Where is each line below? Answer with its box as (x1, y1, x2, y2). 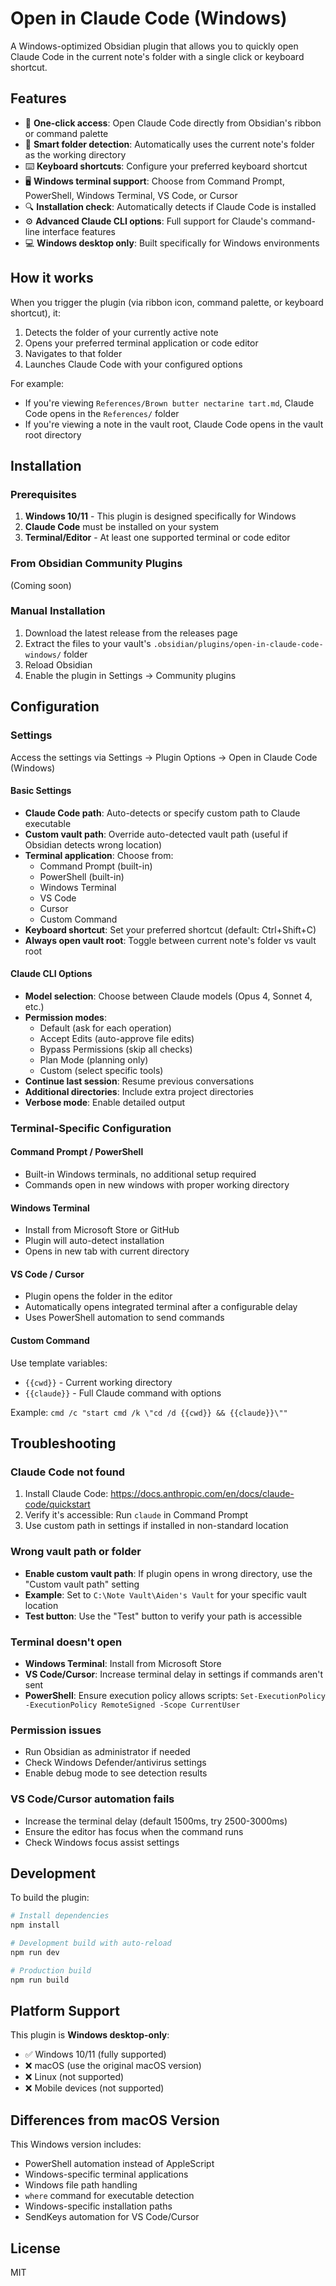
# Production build (10, 1965, 92, 1976)
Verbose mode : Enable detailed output (24, 1096, 186, 1108)
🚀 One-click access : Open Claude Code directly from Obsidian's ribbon (24, 117, 322, 129)
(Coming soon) (10, 579, 72, 591)
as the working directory (24, 148, 127, 161)
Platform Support (10, 2003, 120, 2019)
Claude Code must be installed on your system (24, 521, 220, 533)
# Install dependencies (10, 1911, 110, 1921)
